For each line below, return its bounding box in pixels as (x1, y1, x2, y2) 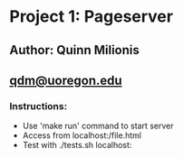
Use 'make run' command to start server (22, 120, 174, 132)
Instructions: (9, 99, 68, 112)
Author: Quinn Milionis (9, 42, 140, 58)
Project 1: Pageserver (9, 6, 174, 27)
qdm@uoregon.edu (9, 72, 122, 88)
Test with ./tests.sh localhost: (22, 140, 132, 151)
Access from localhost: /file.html (22, 130, 142, 141)
